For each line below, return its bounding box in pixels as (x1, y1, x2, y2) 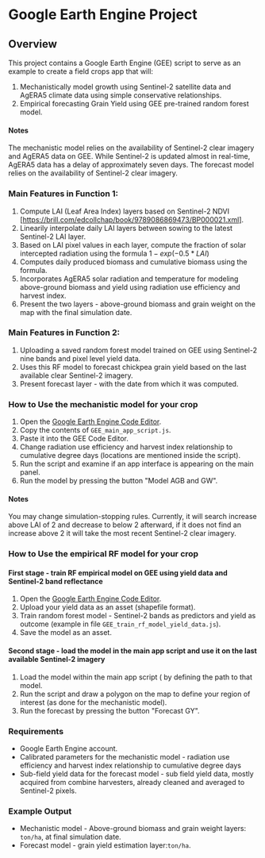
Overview (8, 37, 58, 51)
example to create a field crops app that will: (8, 67, 153, 76)
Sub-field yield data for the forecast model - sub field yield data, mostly (19, 768, 254, 779)
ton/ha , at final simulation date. (19, 832, 121, 842)
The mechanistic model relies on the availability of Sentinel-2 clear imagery (8, 143, 255, 152)
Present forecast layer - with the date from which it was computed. (19, 379, 239, 388)
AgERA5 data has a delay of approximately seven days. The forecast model (8, 160, 255, 170)
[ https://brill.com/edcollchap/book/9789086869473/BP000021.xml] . (19, 214, 244, 224)
